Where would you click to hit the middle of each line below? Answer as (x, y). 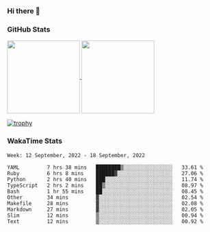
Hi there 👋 (24, 11)
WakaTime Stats (35, 141)
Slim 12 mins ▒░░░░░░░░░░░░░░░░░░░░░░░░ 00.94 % (105, 216)
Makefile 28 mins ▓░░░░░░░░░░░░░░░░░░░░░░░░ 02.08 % (105, 203)
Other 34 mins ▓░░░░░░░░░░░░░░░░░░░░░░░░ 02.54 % (105, 197)
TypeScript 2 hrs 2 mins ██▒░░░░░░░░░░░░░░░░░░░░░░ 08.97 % (105, 185)
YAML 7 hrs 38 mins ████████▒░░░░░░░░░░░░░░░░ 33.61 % (105, 167)
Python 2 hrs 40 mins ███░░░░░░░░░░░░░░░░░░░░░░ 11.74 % (105, 179)
